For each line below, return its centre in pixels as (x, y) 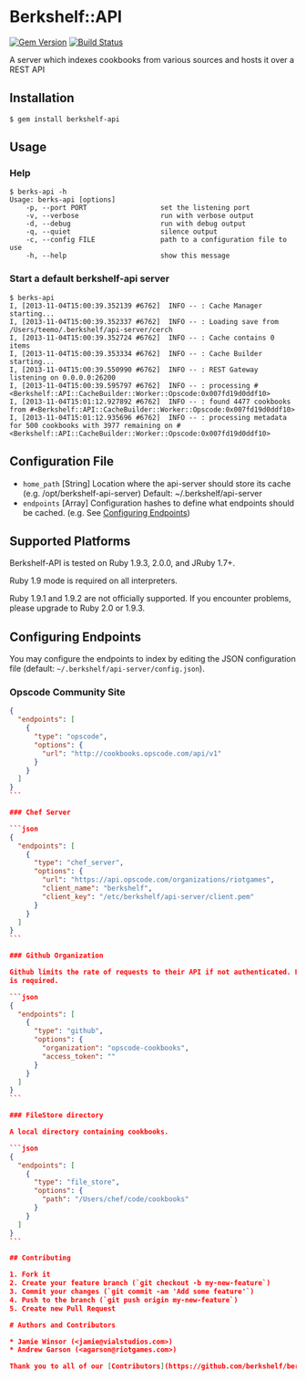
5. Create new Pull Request (63, 1308)
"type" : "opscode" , (70, 737)
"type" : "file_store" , (76, 1182)
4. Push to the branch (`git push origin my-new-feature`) (124, 1300)
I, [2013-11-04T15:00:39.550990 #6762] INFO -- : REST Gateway (134, 370)
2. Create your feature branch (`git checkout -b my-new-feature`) (140, 1283)
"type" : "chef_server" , (79, 863)
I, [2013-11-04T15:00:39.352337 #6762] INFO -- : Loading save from (144, 321)
